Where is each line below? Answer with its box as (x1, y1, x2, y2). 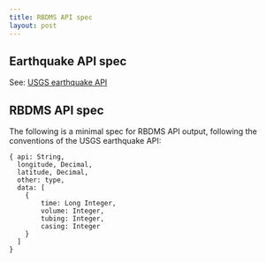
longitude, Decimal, (17, 161, 93, 169)
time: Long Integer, (41, 199, 117, 208)
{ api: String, (9, 153, 65, 161)
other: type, (17, 176, 65, 185)
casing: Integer (41, 222, 101, 231)
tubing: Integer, (41, 214, 104, 223)
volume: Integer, (41, 206, 104, 216)
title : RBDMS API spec (9, 12, 93, 22)
